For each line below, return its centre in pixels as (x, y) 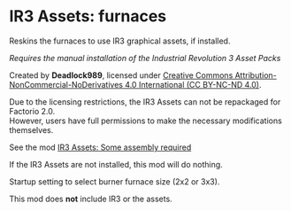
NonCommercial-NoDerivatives (66, 84)
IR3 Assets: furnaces (88, 16)
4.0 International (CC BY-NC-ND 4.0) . (193, 84)
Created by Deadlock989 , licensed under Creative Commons (121, 75)
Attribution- (256, 75)
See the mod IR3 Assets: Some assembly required (100, 147)
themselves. (31, 129)
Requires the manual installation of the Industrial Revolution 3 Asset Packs (145, 58)
